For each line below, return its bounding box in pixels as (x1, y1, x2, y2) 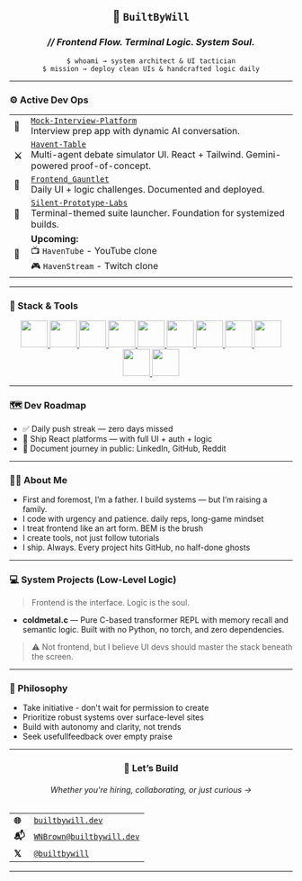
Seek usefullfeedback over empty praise (22, 731, 173, 742)
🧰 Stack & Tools (9, 299, 79, 311)
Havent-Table (31, 139, 87, 149)
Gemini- (245, 148, 281, 160)
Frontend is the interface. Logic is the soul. (31, 598, 191, 608)
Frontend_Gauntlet (31, 174, 110, 184)
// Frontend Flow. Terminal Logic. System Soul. (47, 36, 255, 49)
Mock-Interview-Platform (31, 115, 138, 126)
